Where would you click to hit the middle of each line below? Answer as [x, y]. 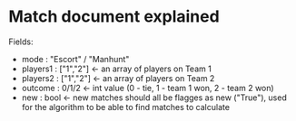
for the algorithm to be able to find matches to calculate [126, 107]
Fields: [21, 42]
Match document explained [114, 17]
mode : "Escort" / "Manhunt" [75, 59]
